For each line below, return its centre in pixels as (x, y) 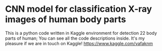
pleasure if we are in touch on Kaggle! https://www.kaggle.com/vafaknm (79, 43)
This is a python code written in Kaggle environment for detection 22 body (81, 33)
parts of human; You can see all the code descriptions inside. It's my (75, 38)
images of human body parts (66, 19)
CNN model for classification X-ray (79, 9)
